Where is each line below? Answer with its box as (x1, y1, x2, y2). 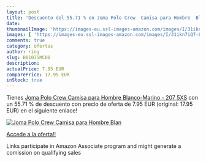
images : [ (6, 32, 32, 38)
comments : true (6, 37, 45, 43)
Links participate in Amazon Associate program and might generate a (6, 142, 181, 150)
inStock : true (6, 77, 43, 83)
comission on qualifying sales (6, 149, 82, 156)
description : (6, 60, 40, 66)
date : (6, 20, 20, 26)
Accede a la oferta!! (6, 131, 56, 138)
